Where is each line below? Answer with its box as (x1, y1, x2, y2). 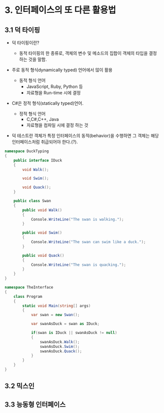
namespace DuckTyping (4, 149, 49, 154)
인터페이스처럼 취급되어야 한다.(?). (11, 139, 78, 145)
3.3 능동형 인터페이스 (4, 400, 66, 409)
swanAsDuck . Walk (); (39, 339, 80, 344)
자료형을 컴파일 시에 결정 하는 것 (26, 122, 89, 128)
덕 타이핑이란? (11, 40, 40, 45)
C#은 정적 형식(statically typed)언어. (11, 100, 84, 106)
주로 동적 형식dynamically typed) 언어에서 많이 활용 (11, 67, 113, 73)
